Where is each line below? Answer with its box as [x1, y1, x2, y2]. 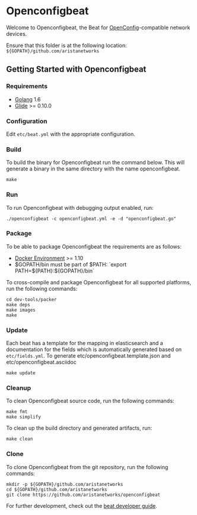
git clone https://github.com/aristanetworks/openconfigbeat [6, 492, 161, 498]
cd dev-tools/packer [6, 296, 58, 302]
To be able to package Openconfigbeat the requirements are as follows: [6, 243, 182, 250]
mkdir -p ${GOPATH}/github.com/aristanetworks [6, 481, 123, 487]
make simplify [6, 414, 42, 420]
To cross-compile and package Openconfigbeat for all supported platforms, [6, 278, 192, 286]
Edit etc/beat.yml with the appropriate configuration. [6, 130, 135, 138]
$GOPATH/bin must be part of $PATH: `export [14, 260, 127, 268]
